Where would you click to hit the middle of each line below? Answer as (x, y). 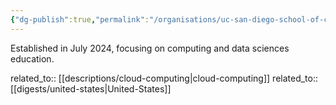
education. (32, 58)
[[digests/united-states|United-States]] (91, 88)
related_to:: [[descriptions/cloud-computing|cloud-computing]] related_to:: (164, 78)
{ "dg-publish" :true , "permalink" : (80, 19)
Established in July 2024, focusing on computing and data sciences (150, 48)
